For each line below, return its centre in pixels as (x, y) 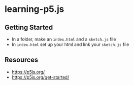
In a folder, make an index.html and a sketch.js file (64, 39)
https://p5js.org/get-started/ (40, 77)
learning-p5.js (34, 9)
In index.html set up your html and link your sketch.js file (70, 44)
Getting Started (29, 27)
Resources (21, 60)
